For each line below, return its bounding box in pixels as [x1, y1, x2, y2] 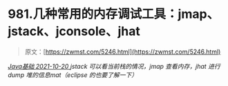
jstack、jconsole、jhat [8, 23, 140, 39]
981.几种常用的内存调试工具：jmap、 [8, 6, 220, 22]
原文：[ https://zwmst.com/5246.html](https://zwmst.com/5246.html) [24, 47, 221, 56]
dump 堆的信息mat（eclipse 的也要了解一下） [8, 70, 137, 79]
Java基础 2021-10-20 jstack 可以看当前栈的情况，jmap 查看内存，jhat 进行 [8, 62, 220, 70]
